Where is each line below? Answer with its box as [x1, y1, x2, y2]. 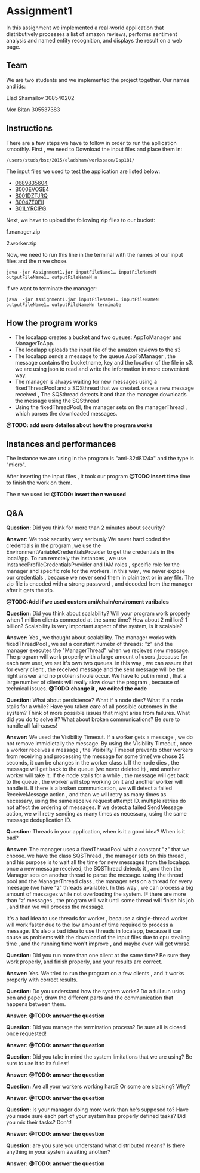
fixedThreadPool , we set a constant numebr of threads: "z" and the [6, 641, 173, 647]
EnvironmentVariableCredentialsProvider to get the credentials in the [6, 548, 175, 555]
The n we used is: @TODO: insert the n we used [6, 491, 127, 498]
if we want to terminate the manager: [6, 284, 97, 292]
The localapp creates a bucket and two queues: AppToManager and [14, 334, 182, 341]
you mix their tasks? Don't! [6, 1119, 72, 1126]
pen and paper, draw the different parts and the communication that [6, 994, 173, 1001]
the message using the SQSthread [14, 397, 100, 405]
